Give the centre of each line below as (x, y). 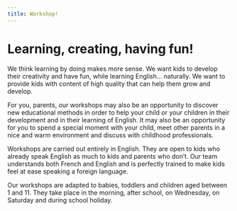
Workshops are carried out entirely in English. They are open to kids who (114, 149)
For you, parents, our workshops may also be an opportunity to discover (113, 105)
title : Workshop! (33, 14)
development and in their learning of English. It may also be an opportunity (116, 120)
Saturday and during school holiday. (60, 200)
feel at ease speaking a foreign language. (68, 171)
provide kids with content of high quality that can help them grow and (109, 84)
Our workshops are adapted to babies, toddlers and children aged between (117, 185)
